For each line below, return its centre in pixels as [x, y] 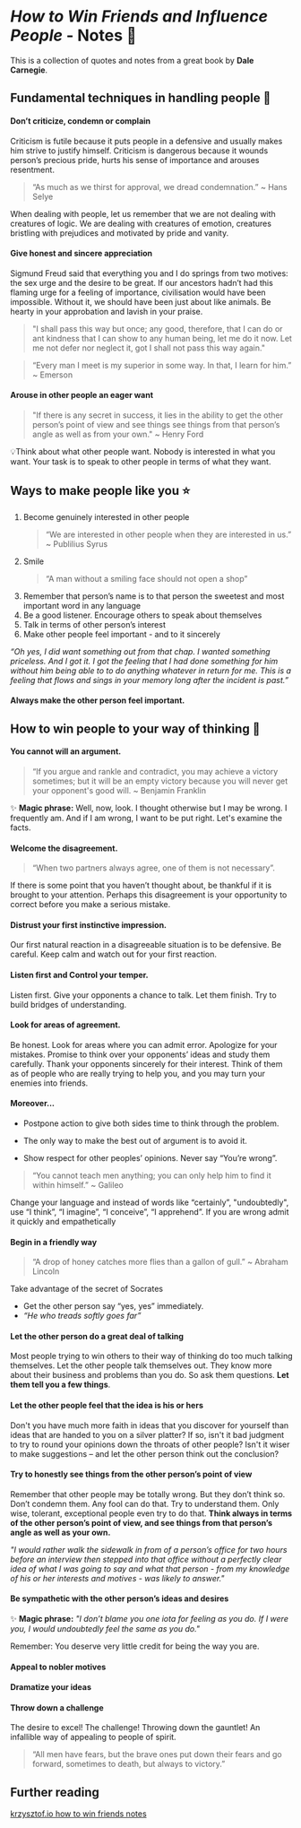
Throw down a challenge [57, 1707]
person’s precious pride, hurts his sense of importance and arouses [135, 160]
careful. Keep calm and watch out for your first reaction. [114, 954]
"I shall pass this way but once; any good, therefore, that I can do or [157, 328]
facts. [21, 827]
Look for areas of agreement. [65, 1025]
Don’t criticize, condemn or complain [81, 121]
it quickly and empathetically [63, 1221]
